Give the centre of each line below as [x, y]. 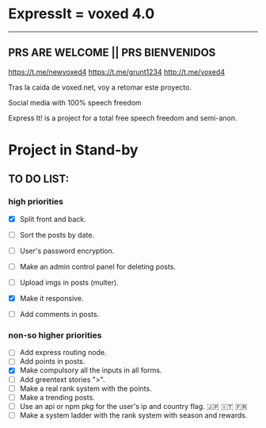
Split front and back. [53, 219]
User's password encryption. [67, 250]
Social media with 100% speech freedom [75, 102]
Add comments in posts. [59, 314]
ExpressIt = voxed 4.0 [82, 14]
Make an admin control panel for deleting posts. [98, 266]
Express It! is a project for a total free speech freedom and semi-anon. [123, 118]
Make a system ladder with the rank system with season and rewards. [133, 415]
